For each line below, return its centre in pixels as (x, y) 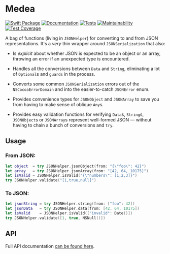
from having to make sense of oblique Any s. (58, 104)
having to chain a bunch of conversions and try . (63, 125)
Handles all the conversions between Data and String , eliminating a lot (86, 69)
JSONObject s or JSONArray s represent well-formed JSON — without (82, 119)
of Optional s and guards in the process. (54, 74)
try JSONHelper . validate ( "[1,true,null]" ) (51, 180)
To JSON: (17, 194)
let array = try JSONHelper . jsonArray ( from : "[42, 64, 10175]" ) (77, 171)
